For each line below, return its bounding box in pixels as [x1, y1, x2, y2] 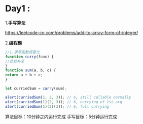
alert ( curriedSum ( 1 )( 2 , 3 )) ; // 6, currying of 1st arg [5, 99, 122, 104]
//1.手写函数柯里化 [5, 50, 40, 55]
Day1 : [5, 3, 31, 14]
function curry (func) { [5, 54, 54, 59]
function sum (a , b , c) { [5, 68, 56, 73]
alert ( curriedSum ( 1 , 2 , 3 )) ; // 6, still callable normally [5, 94, 132, 100]
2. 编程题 [5, 40, 22, 46]
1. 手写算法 [5, 20, 26, 26]
